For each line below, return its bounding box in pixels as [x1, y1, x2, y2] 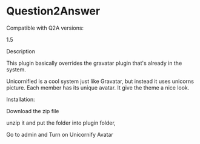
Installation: [6, 96, 35, 103]
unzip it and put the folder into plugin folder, [6, 119, 116, 126]
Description [6, 47, 35, 55]
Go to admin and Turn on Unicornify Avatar [6, 131, 113, 138]
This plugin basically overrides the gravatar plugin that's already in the [6, 59, 182, 67]
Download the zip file [6, 107, 59, 114]
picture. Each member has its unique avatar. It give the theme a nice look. [6, 83, 190, 91]
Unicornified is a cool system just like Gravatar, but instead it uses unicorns [6, 77, 194, 85]
